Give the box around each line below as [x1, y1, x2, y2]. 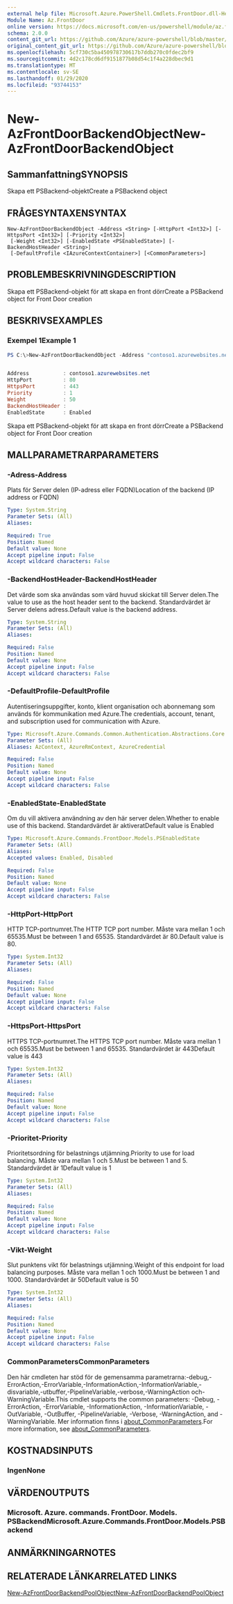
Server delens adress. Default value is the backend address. [7, 605, 178, 613]
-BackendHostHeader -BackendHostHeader [7, 575, 157, 585]
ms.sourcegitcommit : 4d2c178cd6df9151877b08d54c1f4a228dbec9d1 [7, 56, 194, 63]
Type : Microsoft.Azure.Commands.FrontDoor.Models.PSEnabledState [7, 835, 200, 842]
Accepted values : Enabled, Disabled [7, 854, 113, 861]
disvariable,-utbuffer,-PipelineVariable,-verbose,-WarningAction [7, 1388, 190, 1396]
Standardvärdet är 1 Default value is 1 [7, 1164, 112, 1172]
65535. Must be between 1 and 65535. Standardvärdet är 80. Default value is [7, 932, 224, 941]
